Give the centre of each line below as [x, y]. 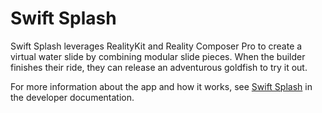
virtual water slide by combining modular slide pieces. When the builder [158, 56]
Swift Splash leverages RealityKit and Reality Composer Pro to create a [156, 46]
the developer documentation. [72, 97]
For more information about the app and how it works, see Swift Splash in [161, 86]
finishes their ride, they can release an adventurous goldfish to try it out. [159, 67]
